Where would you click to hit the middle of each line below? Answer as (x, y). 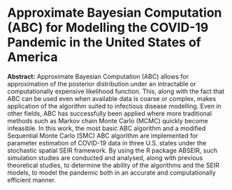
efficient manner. (31, 180)
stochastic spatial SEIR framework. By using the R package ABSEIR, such (113, 150)
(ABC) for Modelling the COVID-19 (108, 27)
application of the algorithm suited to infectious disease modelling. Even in (114, 106)
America (32, 57)
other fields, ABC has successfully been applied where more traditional (109, 113)
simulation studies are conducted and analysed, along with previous (105, 157)
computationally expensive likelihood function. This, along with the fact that (116, 91)
